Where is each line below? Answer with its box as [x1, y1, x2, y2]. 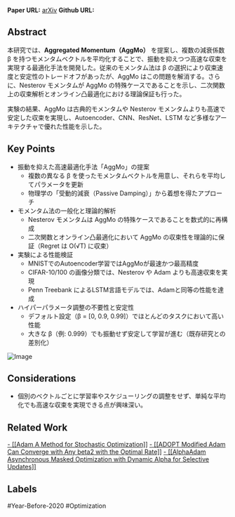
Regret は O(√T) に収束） [40, 242, 113, 250]
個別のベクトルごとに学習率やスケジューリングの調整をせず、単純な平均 [17, 392, 226, 400]
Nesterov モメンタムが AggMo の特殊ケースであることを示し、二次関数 [19, 81, 226, 89]
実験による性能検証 [17, 250, 74, 258]
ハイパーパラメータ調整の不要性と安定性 [17, 303, 135, 311]
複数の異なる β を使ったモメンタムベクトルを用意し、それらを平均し [27, 171, 226, 180]
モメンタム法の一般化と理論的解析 [17, 207, 116, 215]
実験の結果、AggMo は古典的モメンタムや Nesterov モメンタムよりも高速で [7, 105, 226, 113]
